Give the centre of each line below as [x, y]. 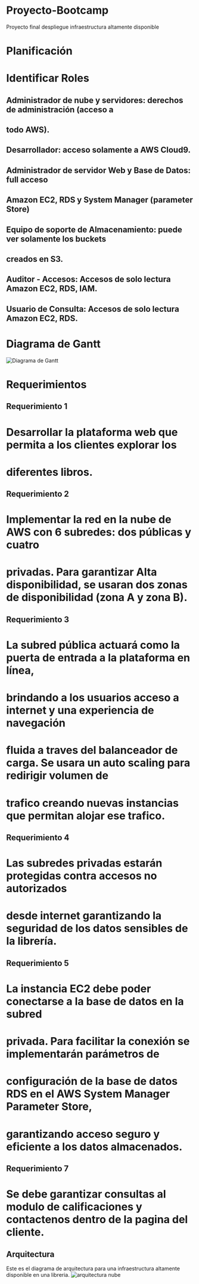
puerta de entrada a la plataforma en [98, 658]
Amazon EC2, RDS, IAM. [52, 289]
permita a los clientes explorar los [91, 445]
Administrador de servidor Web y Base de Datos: [99, 170]
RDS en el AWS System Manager [88, 1094]
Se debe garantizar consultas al [86, 1194]
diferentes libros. [50, 472]
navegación [36, 723]
